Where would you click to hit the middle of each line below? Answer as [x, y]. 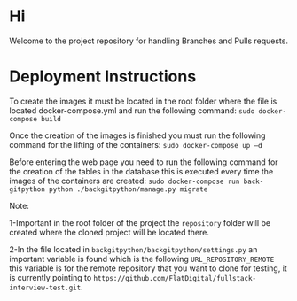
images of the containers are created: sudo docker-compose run [125, 181]
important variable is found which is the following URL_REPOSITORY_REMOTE [142, 259]
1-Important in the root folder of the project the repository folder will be [140, 222]
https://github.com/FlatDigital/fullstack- [175, 278]
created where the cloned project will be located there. [109, 232]
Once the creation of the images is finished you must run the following [137, 135]
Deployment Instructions [103, 77]
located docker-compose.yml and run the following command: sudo [132, 110]
